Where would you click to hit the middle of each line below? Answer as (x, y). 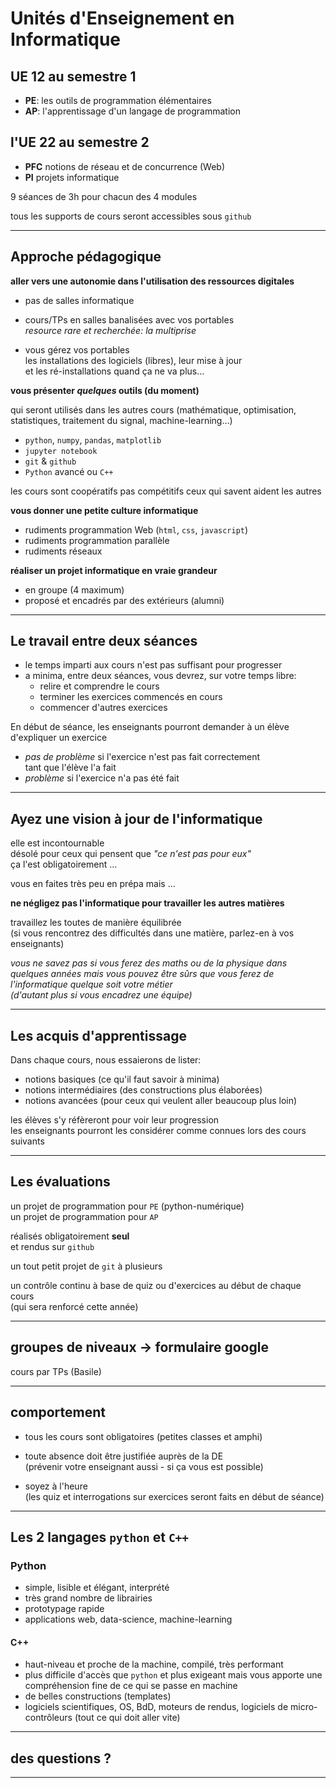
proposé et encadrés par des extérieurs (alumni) (124, 600)
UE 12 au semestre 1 (73, 76)
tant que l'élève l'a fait (70, 768)
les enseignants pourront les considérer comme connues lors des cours (158, 1131)
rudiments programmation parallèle (97, 540)
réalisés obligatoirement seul (70, 1236)
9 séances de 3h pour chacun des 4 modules (104, 196)
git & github (50, 461)
